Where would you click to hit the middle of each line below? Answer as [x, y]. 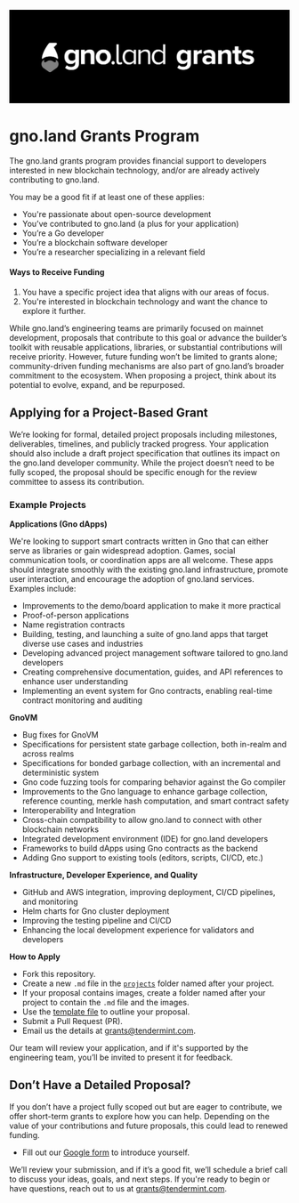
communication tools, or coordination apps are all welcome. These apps [141, 561]
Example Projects [48, 505]
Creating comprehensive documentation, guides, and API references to [152, 672]
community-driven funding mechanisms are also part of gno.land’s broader [147, 366]
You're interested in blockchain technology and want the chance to [145, 301]
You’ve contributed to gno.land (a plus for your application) [130, 223]
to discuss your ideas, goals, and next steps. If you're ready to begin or [140, 1179]
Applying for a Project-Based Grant [109, 413]
